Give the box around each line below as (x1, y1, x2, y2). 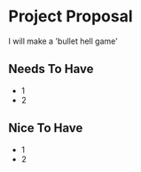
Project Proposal (8, 6, 134, 27)
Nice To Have (8, 120, 83, 135)
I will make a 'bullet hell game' (8, 36, 119, 46)
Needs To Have (8, 61, 94, 77)
